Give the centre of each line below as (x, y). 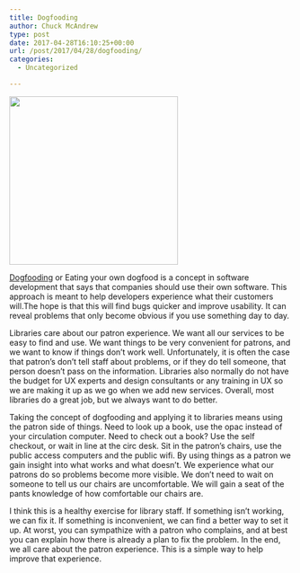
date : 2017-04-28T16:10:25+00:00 (72, 43)
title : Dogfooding (44, 18)
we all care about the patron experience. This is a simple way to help (136, 549)
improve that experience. (55, 559)
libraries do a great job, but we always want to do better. (114, 400)
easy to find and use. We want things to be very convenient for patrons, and (150, 342)
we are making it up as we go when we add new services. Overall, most (142, 390)
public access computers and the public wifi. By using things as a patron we (150, 455)
